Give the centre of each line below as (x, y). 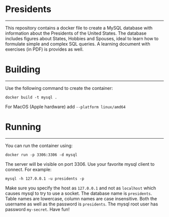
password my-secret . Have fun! (37, 209)
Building (23, 70)
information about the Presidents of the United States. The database (76, 33)
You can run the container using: (39, 145)
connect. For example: (28, 169)
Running (23, 127)
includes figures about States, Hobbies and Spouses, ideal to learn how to (82, 38)
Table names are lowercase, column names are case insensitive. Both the (81, 198)
